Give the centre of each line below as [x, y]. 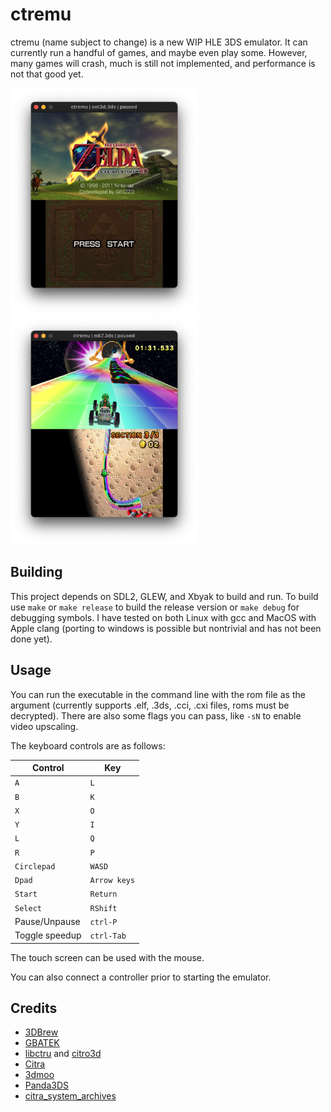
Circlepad [35, 866]
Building [36, 572]
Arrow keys [112, 881]
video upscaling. [44, 726]
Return [103, 894]
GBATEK [42, 1043]
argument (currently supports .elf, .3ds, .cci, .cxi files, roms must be [150, 705]
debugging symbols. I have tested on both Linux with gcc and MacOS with [163, 617]
